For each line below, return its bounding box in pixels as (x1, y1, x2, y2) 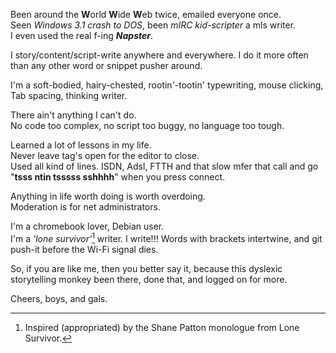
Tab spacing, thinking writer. (10, 90, 128, 101)
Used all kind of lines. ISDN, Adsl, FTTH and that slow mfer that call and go (10, 160, 319, 172)
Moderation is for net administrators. (10, 201, 161, 213)
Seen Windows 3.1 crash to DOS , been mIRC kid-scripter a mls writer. (10, 19, 297, 31)
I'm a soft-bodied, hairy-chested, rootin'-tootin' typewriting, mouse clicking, (10, 79, 324, 91)
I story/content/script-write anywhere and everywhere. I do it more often (10, 49, 309, 61)
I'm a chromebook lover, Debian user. (10, 220, 165, 232)
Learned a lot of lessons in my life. (10, 139, 152, 151)
